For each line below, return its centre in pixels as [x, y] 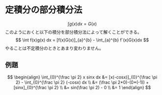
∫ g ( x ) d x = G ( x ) [82, 24]
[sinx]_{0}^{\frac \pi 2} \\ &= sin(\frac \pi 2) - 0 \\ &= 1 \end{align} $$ [82, 87]
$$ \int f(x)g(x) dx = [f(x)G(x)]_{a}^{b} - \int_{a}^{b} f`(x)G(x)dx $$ [82, 40]
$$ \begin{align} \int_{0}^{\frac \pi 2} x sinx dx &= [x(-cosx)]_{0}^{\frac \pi [82, 77]
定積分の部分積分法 [44, 10]
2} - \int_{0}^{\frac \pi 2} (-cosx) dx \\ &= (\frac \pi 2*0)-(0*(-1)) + [82, 82]
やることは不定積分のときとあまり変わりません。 [54, 48]
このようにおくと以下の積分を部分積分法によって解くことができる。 [73, 32]
